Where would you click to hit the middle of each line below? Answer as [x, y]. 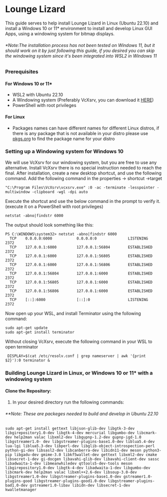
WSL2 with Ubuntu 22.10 [38, 95]
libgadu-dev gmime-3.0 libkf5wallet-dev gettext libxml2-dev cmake [85, 455]
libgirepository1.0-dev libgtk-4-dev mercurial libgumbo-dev [70, 433]
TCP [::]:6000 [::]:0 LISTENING [79, 299]
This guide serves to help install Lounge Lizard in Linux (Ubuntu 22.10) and [82, 23]
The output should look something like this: [49, 225]
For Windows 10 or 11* [29, 83]
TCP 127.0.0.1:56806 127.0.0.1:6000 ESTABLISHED [81, 291]
